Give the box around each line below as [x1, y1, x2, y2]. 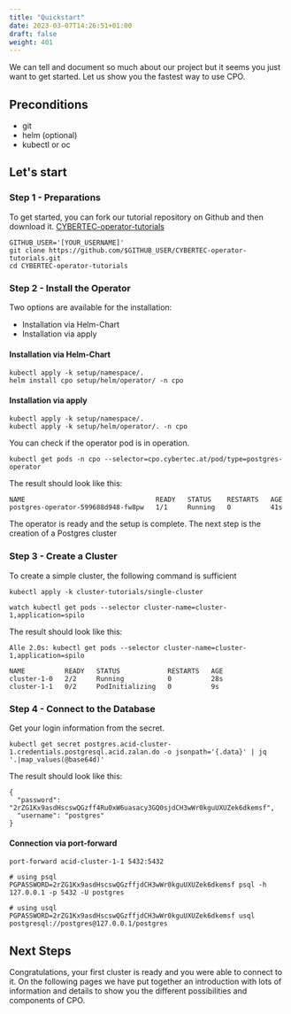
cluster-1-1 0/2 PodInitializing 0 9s [9, 682, 219, 691]
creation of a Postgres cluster [9, 528, 118, 538]
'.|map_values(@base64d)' [9, 755, 104, 764]
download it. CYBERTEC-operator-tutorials [9, 221, 165, 231]
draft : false [9, 29, 57, 38]
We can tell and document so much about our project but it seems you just [9, 62, 281, 73]
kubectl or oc [21, 139, 71, 151]
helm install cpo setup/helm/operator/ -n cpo [9, 376, 184, 385]
